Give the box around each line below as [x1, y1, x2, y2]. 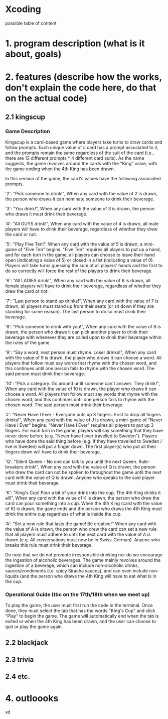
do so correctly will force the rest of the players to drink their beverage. [5, 268, 153, 274]
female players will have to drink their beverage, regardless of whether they [5, 283, 161, 289]
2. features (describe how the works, [5, 71, 162, 83]
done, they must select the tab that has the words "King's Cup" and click [5, 608, 155, 614]
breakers [5, 464, 24, 470]
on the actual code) [5, 93, 88, 104]
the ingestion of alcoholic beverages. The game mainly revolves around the [5, 557, 161, 563]
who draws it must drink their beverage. [5, 211, 88, 217]
